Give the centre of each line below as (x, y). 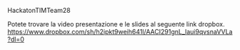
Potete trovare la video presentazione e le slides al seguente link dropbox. (116, 24)
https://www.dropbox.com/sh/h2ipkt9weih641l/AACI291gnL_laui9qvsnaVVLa (120, 32)
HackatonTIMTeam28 (39, 10)
